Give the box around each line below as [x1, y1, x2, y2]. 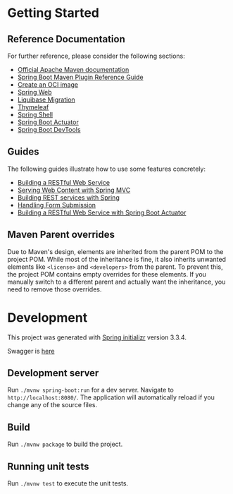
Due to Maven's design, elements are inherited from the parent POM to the [7, 247, 224, 255]
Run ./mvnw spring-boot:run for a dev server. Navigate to [7, 386, 174, 394]
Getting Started [7, 5, 100, 21]
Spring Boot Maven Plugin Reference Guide [17, 73, 144, 81]
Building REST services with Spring [17, 193, 120, 202]
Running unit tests [7, 460, 89, 472]
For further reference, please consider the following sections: [7, 52, 185, 60]
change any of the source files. [7, 401, 98, 409]
